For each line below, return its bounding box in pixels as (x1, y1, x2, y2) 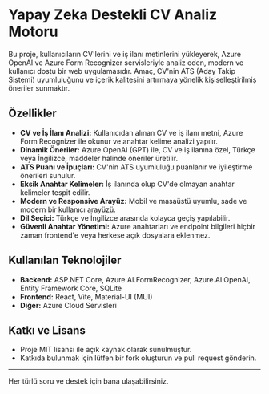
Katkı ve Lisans (8, 323, 86, 337)
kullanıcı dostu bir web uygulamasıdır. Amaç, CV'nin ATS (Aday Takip (8, 66, 236, 75)
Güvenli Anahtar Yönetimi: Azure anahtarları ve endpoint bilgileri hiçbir (19, 221, 256, 231)
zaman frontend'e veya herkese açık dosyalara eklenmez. (19, 230, 211, 240)
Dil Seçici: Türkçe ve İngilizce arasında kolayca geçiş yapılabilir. (19, 213, 231, 222)
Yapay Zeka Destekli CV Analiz (8, 6, 218, 24)
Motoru (8, 22, 58, 41)
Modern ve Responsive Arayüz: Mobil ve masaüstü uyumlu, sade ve (19, 196, 247, 205)
